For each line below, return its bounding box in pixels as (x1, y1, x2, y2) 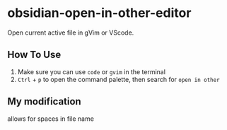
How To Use (7, 49, 62, 61)
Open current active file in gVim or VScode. (7, 28, 134, 37)
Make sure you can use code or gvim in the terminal (17, 67, 166, 76)
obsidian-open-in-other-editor (7, 5, 192, 21)
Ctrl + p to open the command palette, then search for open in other (17, 75, 221, 83)
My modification (7, 95, 81, 107)
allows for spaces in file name (7, 114, 94, 123)
